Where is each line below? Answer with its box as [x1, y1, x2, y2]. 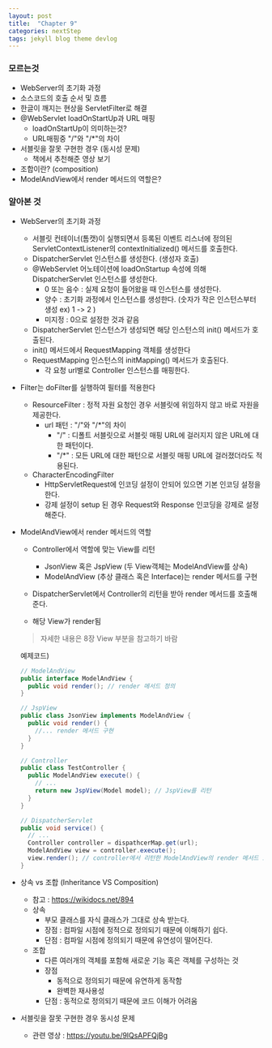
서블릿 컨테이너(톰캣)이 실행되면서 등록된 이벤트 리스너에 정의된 [32, 233, 233, 243]
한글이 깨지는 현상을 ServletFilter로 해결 [19, 103, 147, 113]
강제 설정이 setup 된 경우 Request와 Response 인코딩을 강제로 [44, 500, 244, 509]
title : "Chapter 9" [8, 19, 79, 28]
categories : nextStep [8, 27, 82, 35]
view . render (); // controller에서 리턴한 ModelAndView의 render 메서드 [28, 854, 259, 862]
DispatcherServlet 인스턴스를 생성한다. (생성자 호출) [32, 253, 200, 264]
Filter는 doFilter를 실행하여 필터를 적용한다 [19, 382, 156, 392]
